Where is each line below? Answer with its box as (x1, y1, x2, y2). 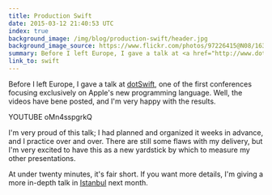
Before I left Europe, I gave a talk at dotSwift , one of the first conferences (8, 78, 253, 89)
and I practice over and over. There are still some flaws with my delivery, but (8, 136, 263, 146)
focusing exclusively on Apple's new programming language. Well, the (8, 87, 243, 97)
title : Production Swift (8, 11, 92, 20)
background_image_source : (8, 42, 96, 50)
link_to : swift (8, 57, 60, 66)
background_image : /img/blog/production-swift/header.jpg (8, 34, 208, 43)
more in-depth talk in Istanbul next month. (8, 177, 148, 187)
